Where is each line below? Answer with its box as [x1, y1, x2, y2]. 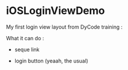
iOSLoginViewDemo [6, 4, 105, 17]
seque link [14, 45, 40, 53]
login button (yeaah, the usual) [14, 57, 89, 64]
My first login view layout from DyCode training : [6, 23, 123, 30]
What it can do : [6, 34, 44, 41]
